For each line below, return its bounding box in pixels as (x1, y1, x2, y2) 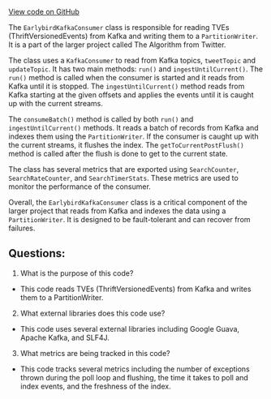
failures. (8, 223, 36, 233)
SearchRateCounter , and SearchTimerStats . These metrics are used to (8, 174, 239, 182)
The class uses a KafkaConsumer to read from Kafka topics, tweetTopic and (8, 56, 256, 65)
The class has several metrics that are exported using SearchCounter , (8, 165, 239, 174)
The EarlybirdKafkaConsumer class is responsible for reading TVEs (8, 23, 230, 32)
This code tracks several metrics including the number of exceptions (19, 364, 250, 374)
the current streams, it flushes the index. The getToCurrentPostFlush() (8, 140, 245, 149)
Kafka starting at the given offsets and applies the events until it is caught (8, 90, 254, 100)
